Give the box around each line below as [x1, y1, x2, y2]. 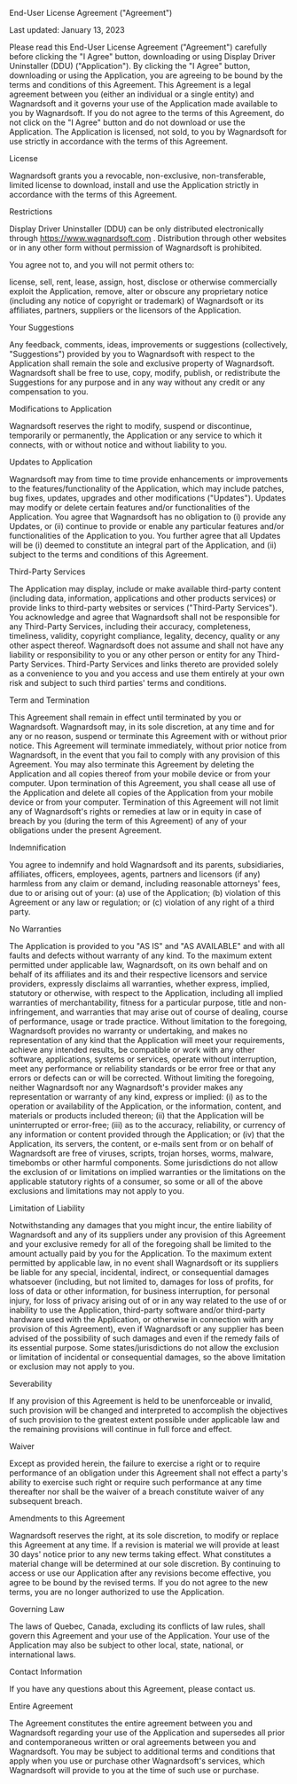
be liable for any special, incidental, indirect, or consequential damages [9, 1267, 270, 1277]
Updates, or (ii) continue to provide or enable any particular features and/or [9, 521, 285, 531]
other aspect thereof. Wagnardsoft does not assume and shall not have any [9, 640, 284, 650]
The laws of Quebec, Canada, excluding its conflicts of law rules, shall [9, 1621, 266, 1632]
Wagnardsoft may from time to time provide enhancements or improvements [9, 474, 288, 484]
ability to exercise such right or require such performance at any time [9, 1477, 262, 1487]
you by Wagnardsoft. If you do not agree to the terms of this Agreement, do [9, 108, 285, 118]
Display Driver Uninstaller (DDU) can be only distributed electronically [9, 223, 264, 234]
